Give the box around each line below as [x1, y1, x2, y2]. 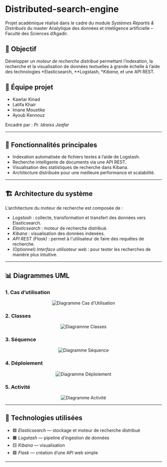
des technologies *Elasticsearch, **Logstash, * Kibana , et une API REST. [5, 69, 155, 75]
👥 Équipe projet [5, 83, 54, 91]
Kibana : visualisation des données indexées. [12, 231, 105, 236]
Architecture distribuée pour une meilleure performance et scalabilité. [12, 170, 155, 176]
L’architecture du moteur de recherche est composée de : [5, 205, 123, 211]
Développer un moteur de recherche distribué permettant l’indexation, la [5, 58, 153, 64]
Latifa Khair [12, 101, 36, 107]
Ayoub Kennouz [12, 112, 45, 118]
